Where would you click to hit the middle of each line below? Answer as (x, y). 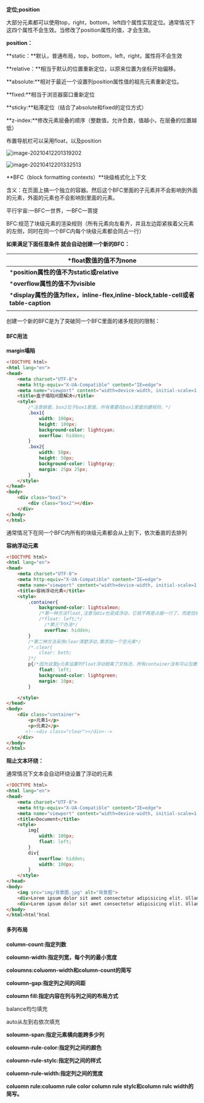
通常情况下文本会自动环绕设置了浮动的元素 (59, 774)
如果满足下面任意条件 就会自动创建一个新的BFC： (68, 244)
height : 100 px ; (58, 424)
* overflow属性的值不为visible (53, 283)
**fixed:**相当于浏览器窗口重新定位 (51, 94)
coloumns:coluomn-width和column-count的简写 (69, 970)
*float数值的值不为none (102, 260)
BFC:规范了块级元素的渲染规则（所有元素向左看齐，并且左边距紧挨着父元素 (100, 223)
